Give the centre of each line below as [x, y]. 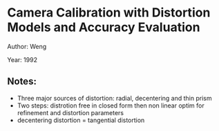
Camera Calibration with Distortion [109, 13]
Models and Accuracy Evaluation [104, 27]
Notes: [22, 82]
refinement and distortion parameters [70, 112]
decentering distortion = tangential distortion [81, 120]
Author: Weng [27, 46]
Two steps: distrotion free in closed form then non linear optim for [111, 105]
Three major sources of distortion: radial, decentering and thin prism [114, 98]
